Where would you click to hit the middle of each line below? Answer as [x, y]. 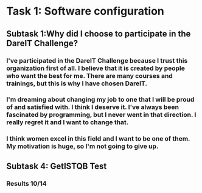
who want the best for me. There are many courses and [90, 75]
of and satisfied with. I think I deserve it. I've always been [93, 107]
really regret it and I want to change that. [68, 122]
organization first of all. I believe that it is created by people [96, 68]
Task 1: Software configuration [85, 11]
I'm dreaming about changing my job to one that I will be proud [100, 100]
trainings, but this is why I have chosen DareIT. [77, 83]
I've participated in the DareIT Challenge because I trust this [97, 60]
